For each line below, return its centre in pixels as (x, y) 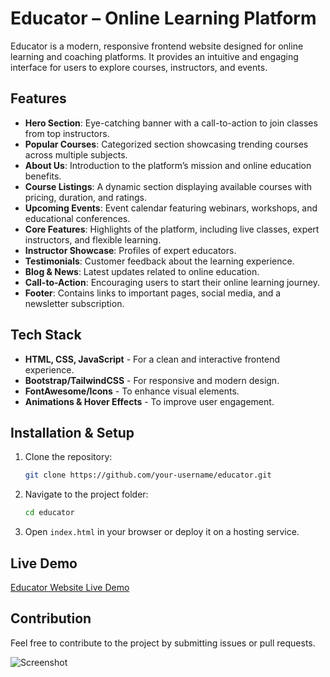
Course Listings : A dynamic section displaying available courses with (168, 186)
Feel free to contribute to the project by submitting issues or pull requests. (163, 643)
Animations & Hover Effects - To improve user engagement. (149, 401)
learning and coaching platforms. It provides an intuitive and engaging (154, 56)
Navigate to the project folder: (86, 494)
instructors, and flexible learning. (93, 239)
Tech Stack (46, 335)
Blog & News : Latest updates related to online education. (142, 271)
